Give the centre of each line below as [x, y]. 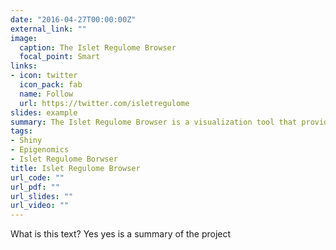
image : [24, 38]
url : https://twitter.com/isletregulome [104, 103]
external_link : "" [48, 29]
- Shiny [26, 141]
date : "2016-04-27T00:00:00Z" [73, 19]
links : [24, 66]
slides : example [44, 112]
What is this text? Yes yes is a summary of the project [121, 234]
